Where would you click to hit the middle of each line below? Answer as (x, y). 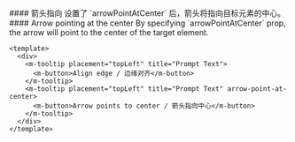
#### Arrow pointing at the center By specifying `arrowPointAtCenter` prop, (147, 23)
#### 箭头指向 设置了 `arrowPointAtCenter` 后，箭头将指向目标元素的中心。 (147, 13)
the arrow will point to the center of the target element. (109, 32)
